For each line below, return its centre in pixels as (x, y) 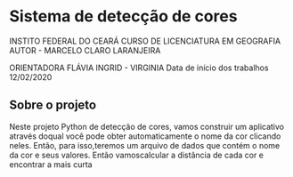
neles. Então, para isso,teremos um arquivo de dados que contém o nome (145, 145)
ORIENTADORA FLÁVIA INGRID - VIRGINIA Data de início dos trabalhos (139, 68)
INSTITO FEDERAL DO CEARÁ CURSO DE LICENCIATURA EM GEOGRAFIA (145, 41)
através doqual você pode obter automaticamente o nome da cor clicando (145, 136)
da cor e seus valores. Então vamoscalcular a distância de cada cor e (137, 155)
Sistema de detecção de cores (123, 16)
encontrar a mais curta (51, 164)
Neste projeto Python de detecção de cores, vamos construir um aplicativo (147, 126)
